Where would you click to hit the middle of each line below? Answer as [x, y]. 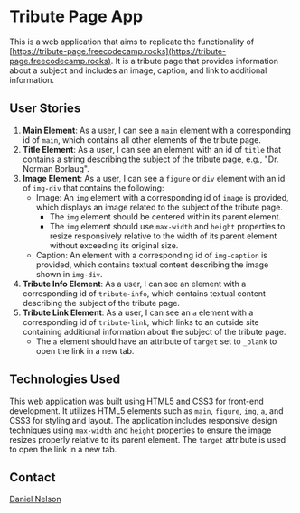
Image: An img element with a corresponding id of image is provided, [162, 197]
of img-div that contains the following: [93, 188]
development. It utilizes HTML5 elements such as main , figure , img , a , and [146, 410]
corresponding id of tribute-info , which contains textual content [144, 293]
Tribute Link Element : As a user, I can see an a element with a [138, 312]
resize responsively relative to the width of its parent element [163, 236]
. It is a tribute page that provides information [194, 61]
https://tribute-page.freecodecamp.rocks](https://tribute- [119, 51]
